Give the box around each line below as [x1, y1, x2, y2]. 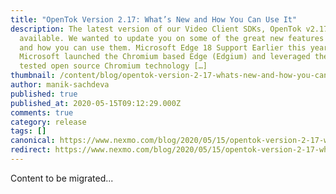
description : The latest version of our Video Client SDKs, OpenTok [10, 24, 302, 34]
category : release [10, 117, 87, 127]
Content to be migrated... [10, 172, 114, 184]
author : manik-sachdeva [10, 80, 110, 90]
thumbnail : [10, 71, 56, 81]
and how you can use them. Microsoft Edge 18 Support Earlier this [19, 42, 307, 53]
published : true [10, 89, 78, 99]
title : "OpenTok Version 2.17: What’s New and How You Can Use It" [10, 14, 298, 25]
